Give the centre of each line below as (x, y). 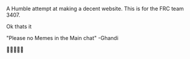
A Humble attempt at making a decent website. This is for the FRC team (95, 9)
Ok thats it (19, 27)
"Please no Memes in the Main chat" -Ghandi (62, 38)
